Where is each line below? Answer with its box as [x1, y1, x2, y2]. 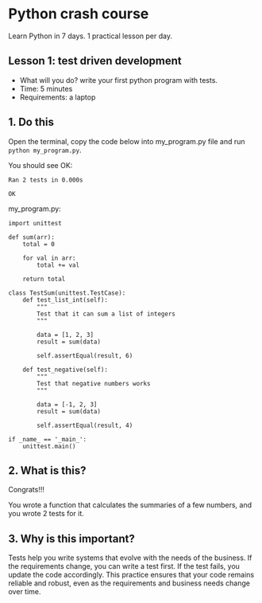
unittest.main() [22, 442, 77, 450]
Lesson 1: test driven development [8, 54, 182, 68]
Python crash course [8, 5, 149, 23]
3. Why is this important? [8, 531, 135, 546]
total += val [37, 260, 80, 269]
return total [22, 275, 66, 283]
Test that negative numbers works [37, 379, 151, 387]
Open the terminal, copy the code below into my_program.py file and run [8, 136, 245, 146]
